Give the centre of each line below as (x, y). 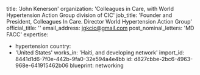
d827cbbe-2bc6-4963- (163, 59)
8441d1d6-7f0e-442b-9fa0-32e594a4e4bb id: (74, 59)
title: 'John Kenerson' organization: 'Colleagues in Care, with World (90, 9)
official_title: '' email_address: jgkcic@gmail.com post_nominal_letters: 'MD (100, 28)
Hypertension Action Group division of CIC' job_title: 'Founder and (89, 15)
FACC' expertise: (27, 34)
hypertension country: (43, 46)
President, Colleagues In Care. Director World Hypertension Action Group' (99, 21)
